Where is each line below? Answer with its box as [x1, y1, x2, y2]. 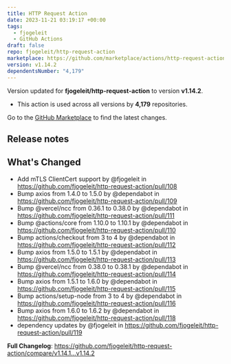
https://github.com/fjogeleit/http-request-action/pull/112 [16, 240, 176, 248]
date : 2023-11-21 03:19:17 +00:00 [7, 17, 107, 23]
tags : [7, 23, 23, 30]
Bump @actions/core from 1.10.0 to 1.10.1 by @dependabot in [16, 218, 188, 227]
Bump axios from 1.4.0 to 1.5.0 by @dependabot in [16, 189, 159, 197]
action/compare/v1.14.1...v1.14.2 [7, 349, 95, 357]
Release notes [7, 133, 69, 144]
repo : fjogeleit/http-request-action [7, 49, 115, 56]
